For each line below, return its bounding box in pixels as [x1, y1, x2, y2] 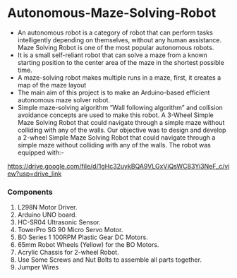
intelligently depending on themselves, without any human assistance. [17, 35, 222, 44]
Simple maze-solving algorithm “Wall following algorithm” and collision [17, 103, 224, 111]
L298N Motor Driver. [17, 203, 78, 212]
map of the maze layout [17, 80, 87, 89]
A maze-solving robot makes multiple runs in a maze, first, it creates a [17, 73, 221, 82]
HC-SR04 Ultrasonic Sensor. [17, 218, 101, 226]
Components [7, 187, 53, 197]
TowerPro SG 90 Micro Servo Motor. [17, 226, 123, 234]
